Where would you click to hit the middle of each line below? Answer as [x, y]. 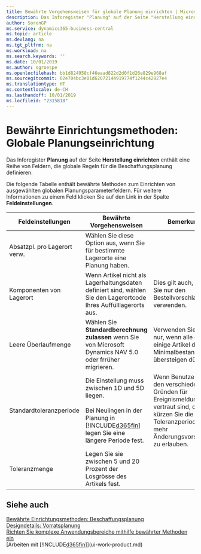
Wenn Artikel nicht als [116, 275]
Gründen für [170, 391]
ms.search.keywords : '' [36, 56]
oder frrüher [103, 360]
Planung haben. [107, 265]
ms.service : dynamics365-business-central [60, 28]
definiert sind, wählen [116, 290]
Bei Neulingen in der [114, 410]
